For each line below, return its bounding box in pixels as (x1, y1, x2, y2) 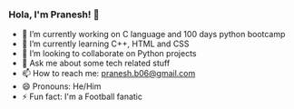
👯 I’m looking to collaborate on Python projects (21, 48, 197, 59)
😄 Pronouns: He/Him (21, 81, 102, 92)
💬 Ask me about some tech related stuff (21, 58, 171, 69)
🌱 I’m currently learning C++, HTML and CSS (21, 38, 190, 49)
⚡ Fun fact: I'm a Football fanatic (21, 91, 142, 103)
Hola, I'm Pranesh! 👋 (8, 8, 100, 21)
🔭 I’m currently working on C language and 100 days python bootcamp (21, 29, 286, 40)
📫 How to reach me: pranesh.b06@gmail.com (21, 68, 196, 79)
